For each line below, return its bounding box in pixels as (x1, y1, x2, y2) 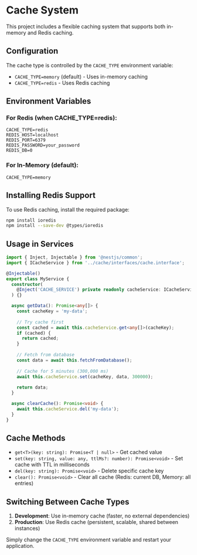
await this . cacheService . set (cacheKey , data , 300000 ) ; (16, 373, 154, 380)
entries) (14, 480, 34, 487)
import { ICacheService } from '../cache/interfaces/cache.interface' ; (6, 260, 185, 265)
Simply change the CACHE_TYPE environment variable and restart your (6, 536, 172, 543)
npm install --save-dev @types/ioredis (6, 223, 104, 229)
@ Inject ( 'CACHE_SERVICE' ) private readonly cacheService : (16, 287, 161, 293)
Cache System (6, 4, 79, 17)
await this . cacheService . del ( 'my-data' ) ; (16, 406, 119, 412)
